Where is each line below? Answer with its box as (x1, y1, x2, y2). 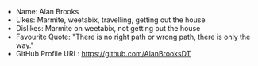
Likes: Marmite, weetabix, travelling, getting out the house (15, 15, 206, 25)
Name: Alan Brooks (15, 7, 79, 16)
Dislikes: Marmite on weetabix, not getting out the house (15, 24, 201, 33)
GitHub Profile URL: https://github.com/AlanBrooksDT (15, 49, 191, 58)
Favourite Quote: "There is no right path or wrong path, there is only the (15, 32, 251, 41)
